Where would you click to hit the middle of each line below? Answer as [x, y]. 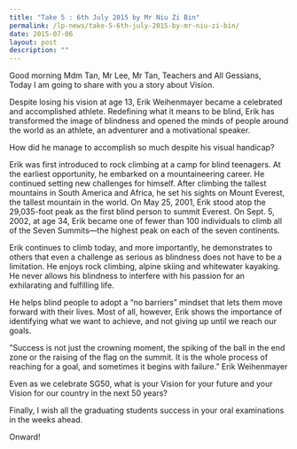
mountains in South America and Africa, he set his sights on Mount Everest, [147, 193]
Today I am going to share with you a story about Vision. [112, 85]
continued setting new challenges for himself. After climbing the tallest [138, 183]
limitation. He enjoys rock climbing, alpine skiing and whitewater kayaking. [145, 267]
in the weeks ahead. [46, 420]
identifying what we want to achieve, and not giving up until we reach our [143, 321]
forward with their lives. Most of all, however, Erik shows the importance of [146, 312]
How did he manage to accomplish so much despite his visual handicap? [142, 148]
